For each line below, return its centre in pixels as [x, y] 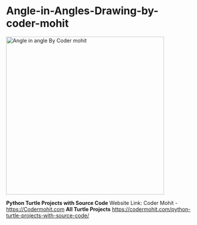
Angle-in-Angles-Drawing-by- [82, 11]
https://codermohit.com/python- [151, 209]
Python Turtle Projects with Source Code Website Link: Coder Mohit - [92, 203]
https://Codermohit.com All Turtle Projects [58, 209]
